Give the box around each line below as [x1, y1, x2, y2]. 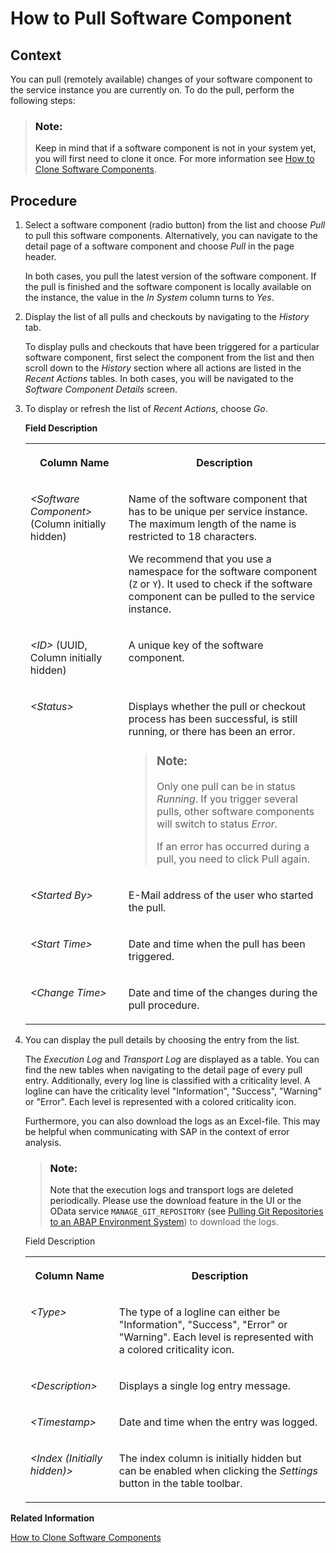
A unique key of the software [128, 638, 264, 652]
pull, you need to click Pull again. [156, 852, 310, 866]
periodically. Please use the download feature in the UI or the [49, 1195, 302, 1207]
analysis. [24, 1137, 62, 1149]
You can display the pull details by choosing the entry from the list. [24, 1034, 300, 1046]
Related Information [10, 1512, 95, 1524]
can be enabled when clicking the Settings [118, 1464, 318, 1478]
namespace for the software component [128, 565, 318, 579]
